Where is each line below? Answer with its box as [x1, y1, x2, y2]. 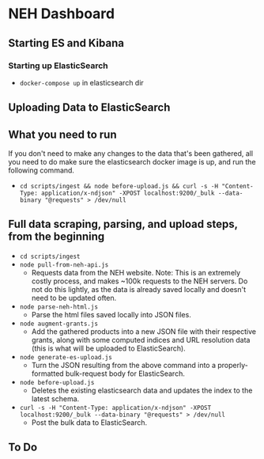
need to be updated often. [31, 293, 117, 302]
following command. [8, 165, 75, 175]
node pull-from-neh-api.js [19, 260, 109, 269]
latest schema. [31, 393, 80, 404]
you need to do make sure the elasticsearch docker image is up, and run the [8, 157, 256, 167]
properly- [217, 360, 249, 370]
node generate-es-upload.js [19, 353, 112, 361]
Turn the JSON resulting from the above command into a [31, 360, 216, 370]
